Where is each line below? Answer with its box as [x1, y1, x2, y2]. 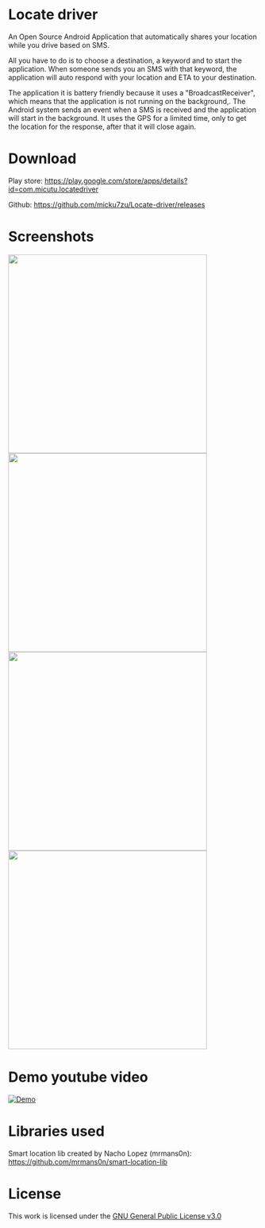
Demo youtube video [8, 1068, 148, 1086]
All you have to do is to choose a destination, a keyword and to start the [8, 56, 242, 65]
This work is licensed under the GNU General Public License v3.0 [8, 1211, 222, 1221]
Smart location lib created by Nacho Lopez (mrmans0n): [8, 1149, 192, 1158]
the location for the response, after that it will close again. [8, 122, 197, 131]
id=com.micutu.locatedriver [8, 184, 99, 194]
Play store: [8, 176, 44, 185]
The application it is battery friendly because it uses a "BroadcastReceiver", [8, 87, 255, 97]
